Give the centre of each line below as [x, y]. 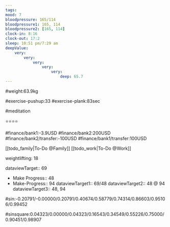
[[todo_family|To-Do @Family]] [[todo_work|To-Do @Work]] [68, 148]
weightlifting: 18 [22, 158]
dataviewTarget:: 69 [26, 168]
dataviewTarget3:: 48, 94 [39, 189]
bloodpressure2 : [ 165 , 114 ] [35, 29]
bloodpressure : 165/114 [31, 19]
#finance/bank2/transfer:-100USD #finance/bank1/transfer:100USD [76, 138]
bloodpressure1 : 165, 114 [33, 24]
